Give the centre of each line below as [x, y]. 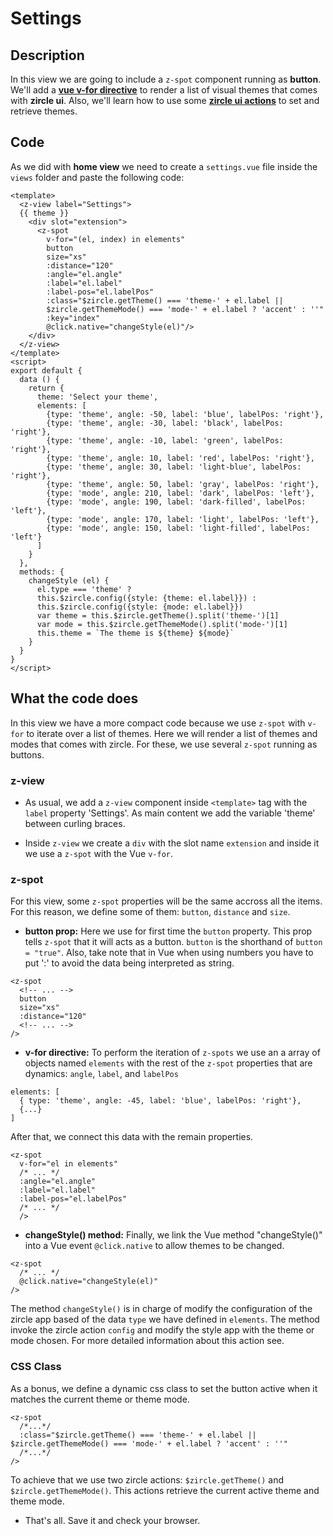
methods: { [42, 572]
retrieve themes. [44, 111]
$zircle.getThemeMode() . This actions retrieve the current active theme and [165, 1490]
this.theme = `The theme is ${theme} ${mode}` [135, 633]
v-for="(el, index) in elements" [116, 239]
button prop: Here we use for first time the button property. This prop [168, 931]
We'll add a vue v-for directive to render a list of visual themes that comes [164, 90]
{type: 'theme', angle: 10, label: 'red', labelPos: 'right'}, [180, 458]
